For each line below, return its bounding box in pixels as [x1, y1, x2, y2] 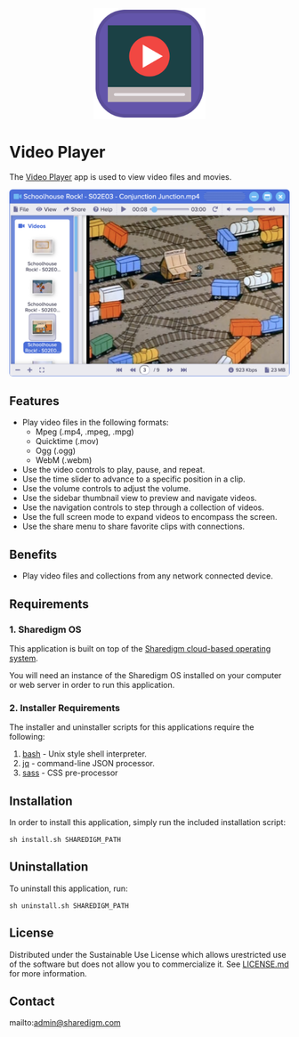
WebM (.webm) [35, 455, 93, 466]
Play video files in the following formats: [21, 417, 169, 428]
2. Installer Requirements [9, 701, 120, 714]
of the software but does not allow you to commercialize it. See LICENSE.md [9, 959, 289, 969]
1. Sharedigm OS [9, 623, 82, 636]
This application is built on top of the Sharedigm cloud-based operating [9, 643, 271, 653]
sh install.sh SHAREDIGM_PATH [9, 836, 122, 845]
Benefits [9, 547, 58, 562]
